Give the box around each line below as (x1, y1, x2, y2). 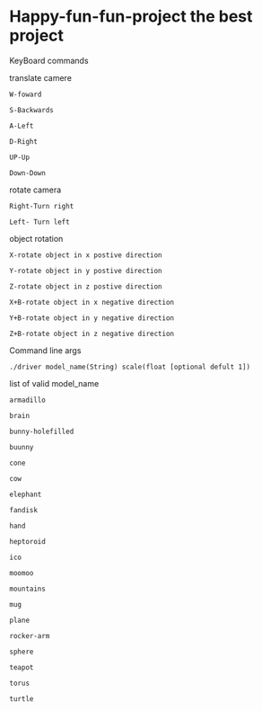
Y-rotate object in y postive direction (9, 266, 163, 275)
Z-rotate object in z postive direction (9, 281, 163, 291)
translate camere (9, 72, 72, 83)
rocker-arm (9, 631, 50, 640)
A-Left (9, 121, 34, 130)
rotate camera (9, 184, 62, 195)
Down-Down (9, 168, 47, 177)
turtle (9, 694, 34, 703)
